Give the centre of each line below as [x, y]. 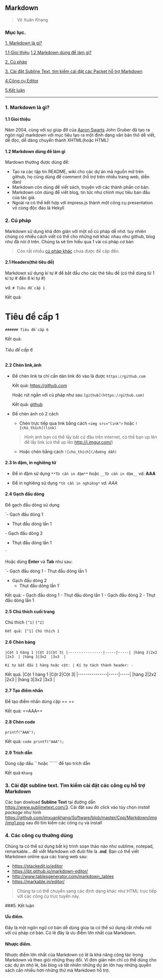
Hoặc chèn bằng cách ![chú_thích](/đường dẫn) [68, 451]
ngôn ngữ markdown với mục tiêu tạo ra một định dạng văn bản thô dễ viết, [81, 135]
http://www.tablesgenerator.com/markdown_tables [63, 876]
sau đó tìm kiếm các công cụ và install [64, 823]
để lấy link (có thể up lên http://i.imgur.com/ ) [68, 442]
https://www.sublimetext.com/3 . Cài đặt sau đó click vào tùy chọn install [77, 807]
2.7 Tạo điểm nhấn [24, 691]
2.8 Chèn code [20, 722]
